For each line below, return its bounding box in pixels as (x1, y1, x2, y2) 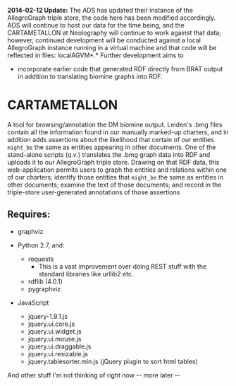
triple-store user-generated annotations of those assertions (7, 187, 180, 197)
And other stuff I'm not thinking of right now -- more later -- (7, 370, 181, 379)
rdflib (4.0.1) (27, 277, 63, 286)
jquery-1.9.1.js (27, 312, 68, 320)
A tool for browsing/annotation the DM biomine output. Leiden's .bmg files (7, 120, 223, 129)
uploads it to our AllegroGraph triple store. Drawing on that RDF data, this (7, 158, 220, 166)
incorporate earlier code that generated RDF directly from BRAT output (17, 65, 223, 73)
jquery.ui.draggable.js (27, 342, 92, 351)
